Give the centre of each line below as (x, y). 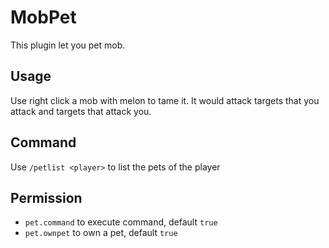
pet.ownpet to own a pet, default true (101, 233)
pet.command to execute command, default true (121, 222)
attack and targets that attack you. (81, 111)
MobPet (43, 17)
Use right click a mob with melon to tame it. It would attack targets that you (165, 100)
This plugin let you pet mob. (68, 45)
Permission (46, 197)
